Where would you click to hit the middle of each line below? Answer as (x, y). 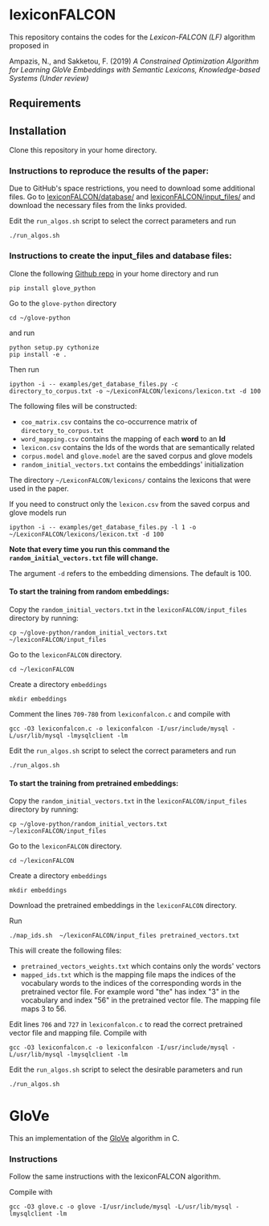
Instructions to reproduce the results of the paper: (109, 171)
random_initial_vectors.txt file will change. (84, 558)
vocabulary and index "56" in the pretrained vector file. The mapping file (141, 1000)
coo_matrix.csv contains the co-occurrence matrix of (109, 421)
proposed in (29, 45)
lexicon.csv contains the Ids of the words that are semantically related (138, 447)
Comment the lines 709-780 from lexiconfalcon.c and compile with (120, 713)
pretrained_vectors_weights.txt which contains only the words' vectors (141, 966)
